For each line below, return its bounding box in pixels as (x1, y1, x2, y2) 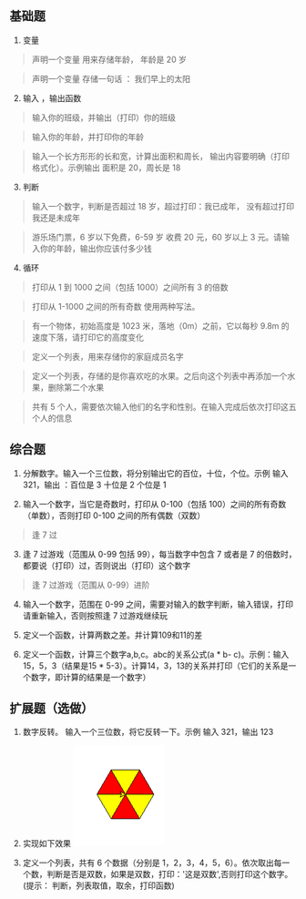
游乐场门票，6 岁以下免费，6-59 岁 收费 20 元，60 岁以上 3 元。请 (31, 231, 282, 242)
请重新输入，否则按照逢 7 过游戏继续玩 (22, 609, 168, 621)
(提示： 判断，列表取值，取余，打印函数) (22, 880, 175, 891)
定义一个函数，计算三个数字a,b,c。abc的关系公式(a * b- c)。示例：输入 (22, 649, 290, 659)
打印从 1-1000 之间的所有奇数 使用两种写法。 (31, 301, 200, 312)
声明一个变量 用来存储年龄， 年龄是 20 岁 (31, 54, 187, 65)
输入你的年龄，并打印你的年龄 (31, 131, 144, 142)
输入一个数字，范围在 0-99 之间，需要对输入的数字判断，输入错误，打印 (22, 598, 294, 609)
